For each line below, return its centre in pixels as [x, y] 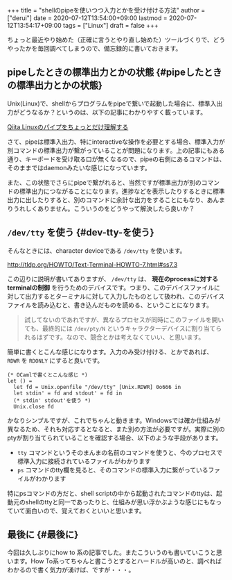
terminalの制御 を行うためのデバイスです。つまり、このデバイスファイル [111, 288]
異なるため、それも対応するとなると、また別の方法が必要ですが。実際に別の [116, 429]
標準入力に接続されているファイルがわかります [84, 461]
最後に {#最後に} [43, 535]
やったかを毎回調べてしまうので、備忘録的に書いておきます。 [95, 48]
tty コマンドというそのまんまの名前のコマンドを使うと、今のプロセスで [120, 452]
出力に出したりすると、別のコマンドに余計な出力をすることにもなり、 [107, 199]
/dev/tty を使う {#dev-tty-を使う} [81, 232]
